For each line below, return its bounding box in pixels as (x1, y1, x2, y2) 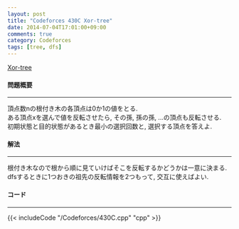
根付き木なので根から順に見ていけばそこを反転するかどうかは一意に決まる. (7, 163, 228, 172)
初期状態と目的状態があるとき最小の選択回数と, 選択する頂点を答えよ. (7, 122, 213, 131)
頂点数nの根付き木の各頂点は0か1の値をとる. (7, 104, 138, 113)
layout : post (7, 10, 46, 18)
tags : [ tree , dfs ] (7, 44, 62, 51)
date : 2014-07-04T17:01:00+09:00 (7, 24, 107, 31)
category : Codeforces (7, 37, 72, 44)
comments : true (7, 30, 53, 38)
